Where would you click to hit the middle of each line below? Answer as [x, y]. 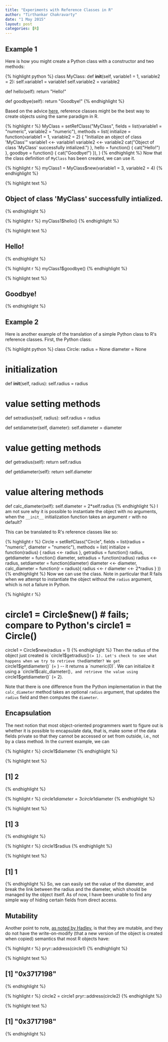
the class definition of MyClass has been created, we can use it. [70, 158]
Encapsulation [28, 713]
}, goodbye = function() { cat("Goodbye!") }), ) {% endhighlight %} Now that [83, 153]
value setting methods [53, 404]
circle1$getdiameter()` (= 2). [34, 677]
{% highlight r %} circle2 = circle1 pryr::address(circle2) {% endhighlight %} [83, 996]
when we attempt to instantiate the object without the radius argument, [79, 579]
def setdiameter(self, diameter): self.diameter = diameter [64, 428]
